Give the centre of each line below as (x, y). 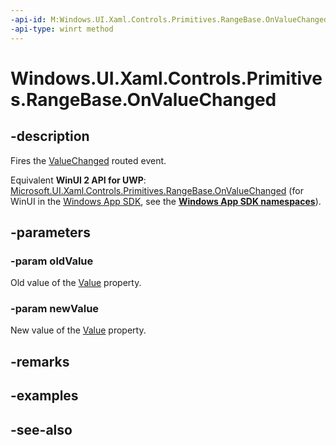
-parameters (50, 232)
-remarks (40, 361)
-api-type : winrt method (62, 29)
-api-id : (28, 19)
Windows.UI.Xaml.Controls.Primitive (166, 78)
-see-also (41, 429)
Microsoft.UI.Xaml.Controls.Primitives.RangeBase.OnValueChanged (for (157, 190)
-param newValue (55, 309)
